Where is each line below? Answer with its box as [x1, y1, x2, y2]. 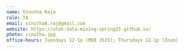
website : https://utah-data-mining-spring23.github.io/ [6, 26, 151, 32]
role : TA [6, 15, 29, 21]
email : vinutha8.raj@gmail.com [6, 20, 86, 26]
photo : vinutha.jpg [6, 32, 56, 38]
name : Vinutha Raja [6, 9, 56, 15]
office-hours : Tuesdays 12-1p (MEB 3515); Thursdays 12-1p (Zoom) [6, 37, 179, 43]
